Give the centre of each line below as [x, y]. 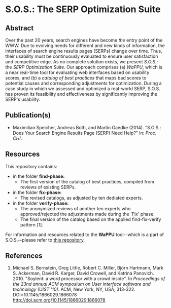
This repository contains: [31, 166]
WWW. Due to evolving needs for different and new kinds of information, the [85, 46]
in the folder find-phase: [39, 176]
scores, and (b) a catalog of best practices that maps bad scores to [76, 78]
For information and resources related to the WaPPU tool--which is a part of [84, 235]
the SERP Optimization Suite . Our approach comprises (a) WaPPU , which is [84, 67]
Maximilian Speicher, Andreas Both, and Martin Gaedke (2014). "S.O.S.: [87, 127]
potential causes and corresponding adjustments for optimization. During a [83, 83]
